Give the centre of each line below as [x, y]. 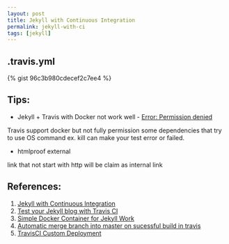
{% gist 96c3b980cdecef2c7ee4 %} [60, 78]
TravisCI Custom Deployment [59, 233]
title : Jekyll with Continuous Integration [71, 20]
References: [34, 186]
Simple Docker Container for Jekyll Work [76, 218]
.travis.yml [31, 61]
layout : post [26, 14]
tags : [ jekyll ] [29, 33]
